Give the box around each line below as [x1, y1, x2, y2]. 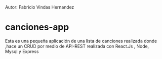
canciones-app [5, 22, 69, 33]
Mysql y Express [5, 48, 39, 54]
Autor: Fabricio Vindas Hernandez [5, 4, 74, 10]
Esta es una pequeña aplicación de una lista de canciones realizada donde [5, 38, 157, 44]
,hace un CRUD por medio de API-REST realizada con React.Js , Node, [5, 43, 149, 49]
